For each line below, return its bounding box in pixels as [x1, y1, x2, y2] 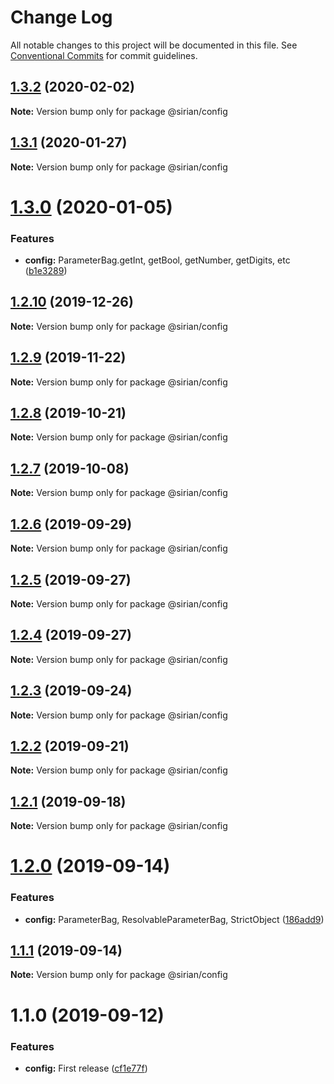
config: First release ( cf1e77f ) [24, 1062, 148, 1074]
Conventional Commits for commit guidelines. [10, 49, 198, 61]
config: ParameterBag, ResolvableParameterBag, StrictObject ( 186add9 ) [24, 913, 325, 925]
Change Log [10, 6, 113, 29]
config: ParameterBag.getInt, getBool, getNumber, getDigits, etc [24, 254, 291, 266]
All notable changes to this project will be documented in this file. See [10, 39, 298, 51]
